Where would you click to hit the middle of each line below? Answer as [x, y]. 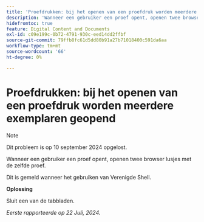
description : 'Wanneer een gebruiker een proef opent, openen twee [93, 18]
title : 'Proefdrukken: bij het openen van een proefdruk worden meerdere [102, 12]
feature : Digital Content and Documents [58, 29]
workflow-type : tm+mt [34, 46]
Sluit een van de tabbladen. [40, 201]
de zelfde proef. [26, 165]
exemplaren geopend [61, 118]
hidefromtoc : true [29, 23]
